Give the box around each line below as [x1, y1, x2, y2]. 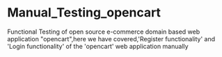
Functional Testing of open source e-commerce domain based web [7, 27, 200, 36]
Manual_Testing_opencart [7, 5, 161, 21]
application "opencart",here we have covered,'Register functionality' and [7, 34, 216, 43]
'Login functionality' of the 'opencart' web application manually [7, 42, 189, 50]
